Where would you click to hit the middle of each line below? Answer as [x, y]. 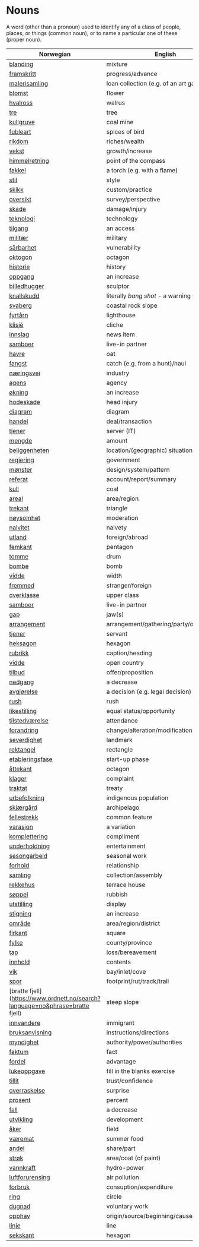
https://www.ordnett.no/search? [56, 998]
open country [125, 662]
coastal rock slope [132, 305]
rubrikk [19, 653]
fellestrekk [24, 817]
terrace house [126, 885]
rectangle [120, 749]
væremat [22, 1138]
